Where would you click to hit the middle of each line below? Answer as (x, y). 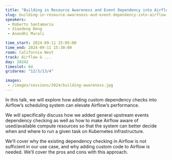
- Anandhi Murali (26, 34)
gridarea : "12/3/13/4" (29, 71)
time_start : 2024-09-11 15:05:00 (41, 43)
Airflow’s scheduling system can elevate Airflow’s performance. (72, 105)
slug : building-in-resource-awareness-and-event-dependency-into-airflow (86, 15)
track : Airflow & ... (28, 57)
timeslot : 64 (19, 67)
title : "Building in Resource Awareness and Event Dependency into (79, 10)
